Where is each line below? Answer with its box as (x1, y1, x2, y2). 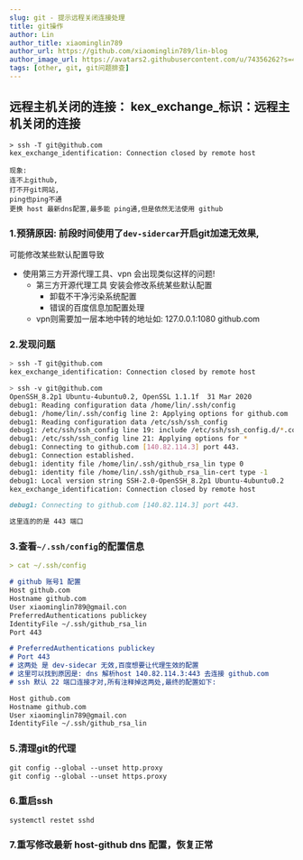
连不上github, (9, 175, 59, 185)
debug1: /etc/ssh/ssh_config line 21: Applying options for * (9, 434, 248, 443)
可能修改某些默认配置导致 (9, 249, 105, 260)
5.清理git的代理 (9, 742, 77, 754)
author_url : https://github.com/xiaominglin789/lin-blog (9, 47, 228, 56)
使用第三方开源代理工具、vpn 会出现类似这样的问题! (22, 268, 216, 279)
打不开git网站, (9, 185, 60, 194)
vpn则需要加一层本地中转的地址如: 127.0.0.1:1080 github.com (35, 313, 260, 324)
